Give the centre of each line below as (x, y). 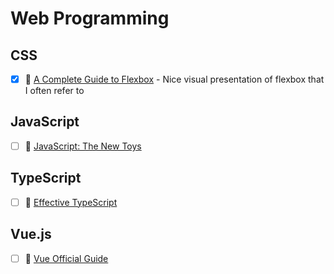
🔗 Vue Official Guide (66, 258)
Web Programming (90, 18)
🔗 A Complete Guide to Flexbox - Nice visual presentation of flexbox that (174, 79)
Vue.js (31, 234)
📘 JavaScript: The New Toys (83, 146)
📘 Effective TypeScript (71, 202)
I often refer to (54, 91)
